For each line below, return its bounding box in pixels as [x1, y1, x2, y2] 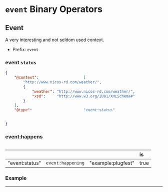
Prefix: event [12, 47, 38, 52]
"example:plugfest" [89, 159, 135, 166]
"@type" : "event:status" [14, 108, 115, 113]
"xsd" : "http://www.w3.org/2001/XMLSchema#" [31, 94, 135, 99]
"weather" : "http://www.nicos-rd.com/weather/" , [31, 89, 135, 94]
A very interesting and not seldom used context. [5, 37, 104, 43]
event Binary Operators [5, 4, 102, 15]
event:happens [5, 133, 43, 140]
